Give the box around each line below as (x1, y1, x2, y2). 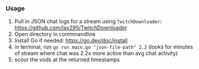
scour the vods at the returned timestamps (14, 56, 120, 64)
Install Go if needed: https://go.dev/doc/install (14, 37, 128, 44)
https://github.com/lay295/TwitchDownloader (14, 24, 127, 31)
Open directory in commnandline (14, 31, 96, 38)
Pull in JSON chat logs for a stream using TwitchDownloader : (14, 18, 162, 25)
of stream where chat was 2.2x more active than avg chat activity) (14, 50, 178, 57)
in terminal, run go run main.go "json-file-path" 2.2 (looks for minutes (14, 43, 193, 50)
